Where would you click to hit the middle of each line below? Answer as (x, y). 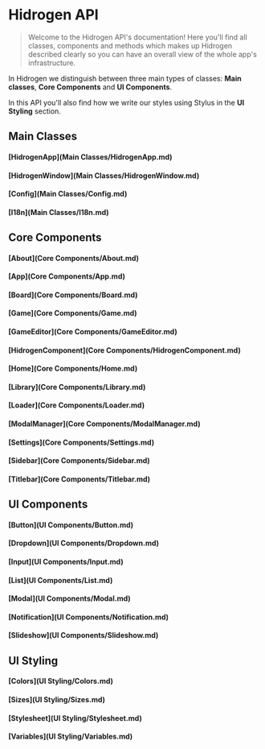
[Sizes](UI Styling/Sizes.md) (57, 699)
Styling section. (35, 111)
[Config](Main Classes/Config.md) (68, 194)
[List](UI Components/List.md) (61, 580)
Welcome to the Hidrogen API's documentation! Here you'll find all (137, 37)
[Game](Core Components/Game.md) (73, 313)
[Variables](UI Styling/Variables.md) (71, 737)
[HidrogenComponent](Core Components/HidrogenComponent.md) (124, 350)
